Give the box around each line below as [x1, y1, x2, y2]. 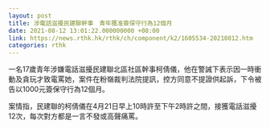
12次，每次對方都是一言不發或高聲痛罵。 [8, 111, 143, 121]
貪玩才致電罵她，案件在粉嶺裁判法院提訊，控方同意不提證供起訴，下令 [22, 74, 255, 84]
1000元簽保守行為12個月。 [22, 85, 110, 94]
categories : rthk [8, 42, 67, 50]
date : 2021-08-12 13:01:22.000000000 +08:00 [8, 26, 160, 34]
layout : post [8, 11, 52, 20]
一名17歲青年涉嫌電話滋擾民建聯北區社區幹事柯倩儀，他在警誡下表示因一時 [8, 65, 255, 74]
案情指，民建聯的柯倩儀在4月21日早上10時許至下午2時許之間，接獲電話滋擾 [8, 102, 257, 111]
